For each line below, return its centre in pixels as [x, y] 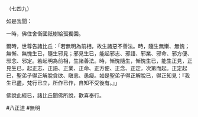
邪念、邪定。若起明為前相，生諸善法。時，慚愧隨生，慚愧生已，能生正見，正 [99, 61]
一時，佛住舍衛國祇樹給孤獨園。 [45, 34]
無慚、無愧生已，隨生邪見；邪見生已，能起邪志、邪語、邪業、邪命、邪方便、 [99, 54]
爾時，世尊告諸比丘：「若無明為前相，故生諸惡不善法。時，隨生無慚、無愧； [98, 46]
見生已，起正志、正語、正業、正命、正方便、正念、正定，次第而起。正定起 [97, 68]
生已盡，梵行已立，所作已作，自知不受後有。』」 [63, 83]
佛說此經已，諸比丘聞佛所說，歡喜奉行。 [55, 95]
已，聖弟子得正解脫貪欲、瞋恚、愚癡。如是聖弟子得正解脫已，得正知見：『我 [98, 76]
